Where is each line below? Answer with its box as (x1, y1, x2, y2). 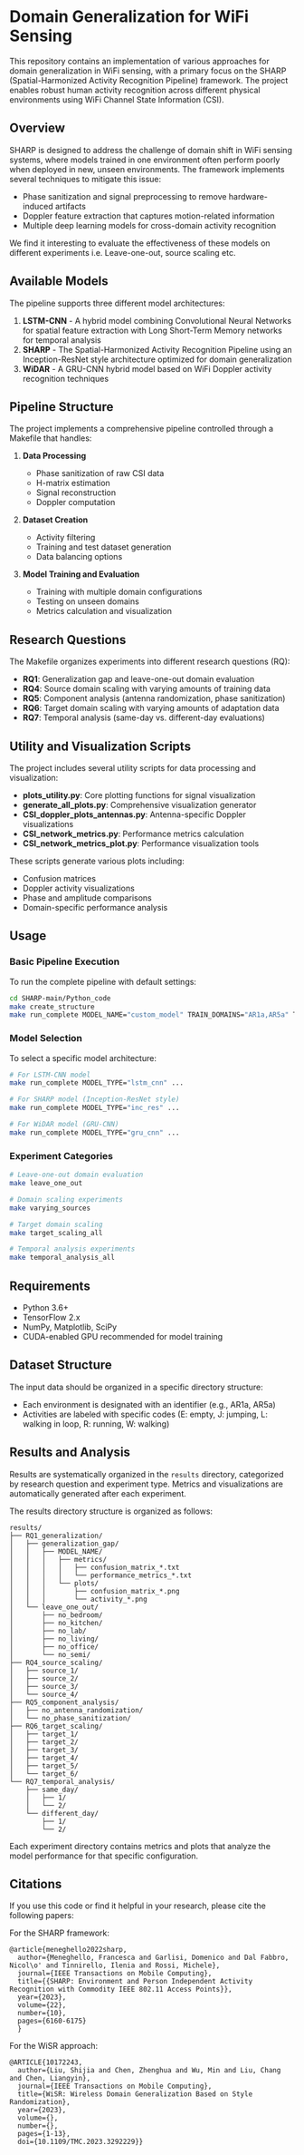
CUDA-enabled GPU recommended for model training (22, 1331, 223, 1341)
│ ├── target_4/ (9, 1753, 79, 1762)
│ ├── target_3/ (9, 1745, 79, 1754)
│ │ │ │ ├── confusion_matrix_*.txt (9, 1563, 180, 1572)
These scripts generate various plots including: (9, 855, 185, 866)
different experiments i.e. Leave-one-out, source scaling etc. (9, 247, 236, 258)
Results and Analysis (9, 1445, 131, 1460)
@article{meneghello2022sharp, (9, 1945, 128, 1955)
